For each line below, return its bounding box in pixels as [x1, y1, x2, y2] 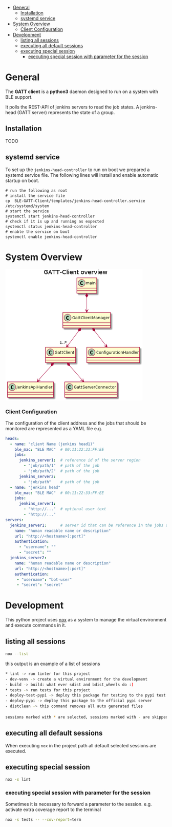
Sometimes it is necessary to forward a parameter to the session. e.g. [5, 801, 152, 807]
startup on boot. [5, 177, 39, 183]
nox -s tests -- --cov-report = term [5, 817, 81, 822]
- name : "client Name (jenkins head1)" [10, 442, 95, 447]
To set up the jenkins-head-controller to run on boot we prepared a [5, 167, 150, 173]
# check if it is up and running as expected [5, 218, 104, 224]
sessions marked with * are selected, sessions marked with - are [5, 714, 150, 720]
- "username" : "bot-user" [16, 577, 72, 582]
